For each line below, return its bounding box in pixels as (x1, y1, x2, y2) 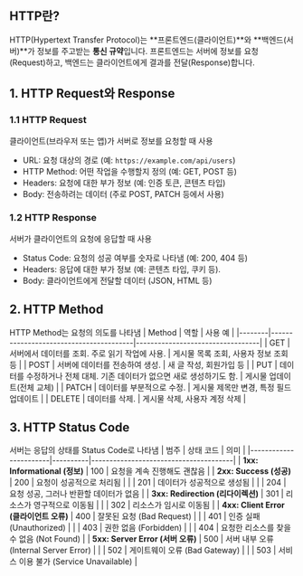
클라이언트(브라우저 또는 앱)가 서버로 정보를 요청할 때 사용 (9, 135, 213, 146)
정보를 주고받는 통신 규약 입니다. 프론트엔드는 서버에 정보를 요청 (36, 45, 260, 56)
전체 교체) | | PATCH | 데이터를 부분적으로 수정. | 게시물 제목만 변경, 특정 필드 (19, 382, 292, 392)
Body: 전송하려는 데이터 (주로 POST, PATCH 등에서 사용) (22, 188, 224, 199)
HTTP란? (9, 8, 61, 24)
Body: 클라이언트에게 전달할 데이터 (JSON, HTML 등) (22, 275, 213, 286)
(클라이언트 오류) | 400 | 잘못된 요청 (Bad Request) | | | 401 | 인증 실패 (9, 511, 260, 522)
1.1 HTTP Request (9, 114, 88, 127)
